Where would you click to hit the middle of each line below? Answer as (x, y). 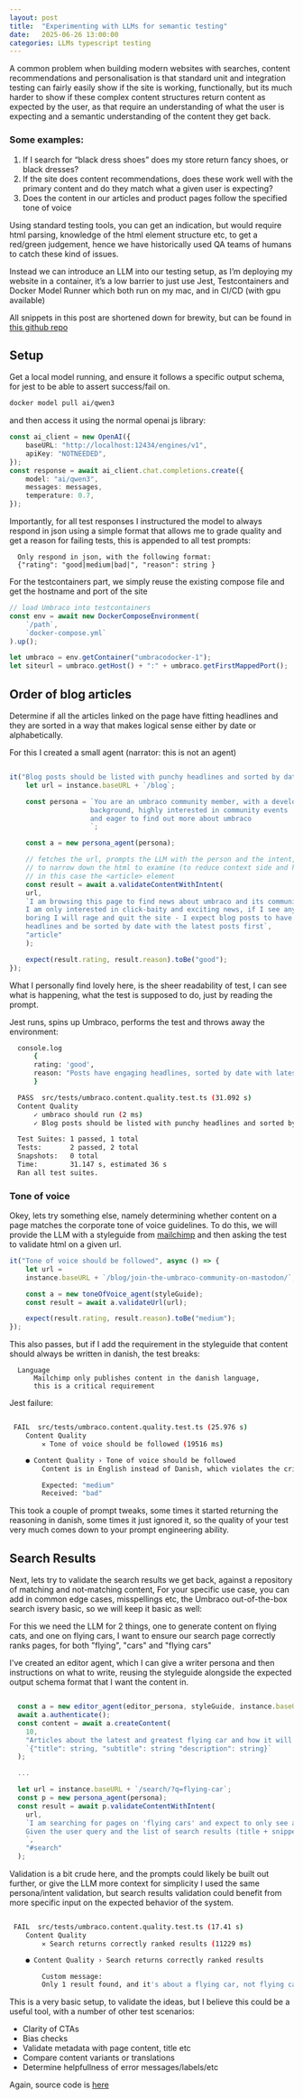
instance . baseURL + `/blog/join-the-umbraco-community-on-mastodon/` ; (161, 1278)
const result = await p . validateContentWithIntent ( (117, 1806)
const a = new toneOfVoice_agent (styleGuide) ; (115, 1294)
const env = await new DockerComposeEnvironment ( (105, 616)
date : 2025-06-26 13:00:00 (64, 34)
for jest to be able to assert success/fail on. (90, 387)
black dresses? (50, 169)
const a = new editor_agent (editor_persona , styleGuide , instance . (147, 1706)
